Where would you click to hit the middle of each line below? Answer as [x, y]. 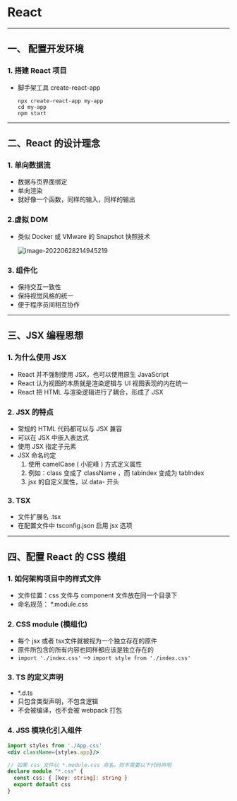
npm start [32, 113]
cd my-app [32, 107]
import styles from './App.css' [55, 746]
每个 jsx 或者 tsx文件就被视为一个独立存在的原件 [87, 641]
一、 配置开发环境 [45, 49]
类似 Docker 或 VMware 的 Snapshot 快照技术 [84, 236]
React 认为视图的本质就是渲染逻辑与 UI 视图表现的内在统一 [103, 383]
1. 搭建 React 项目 [37, 71]
